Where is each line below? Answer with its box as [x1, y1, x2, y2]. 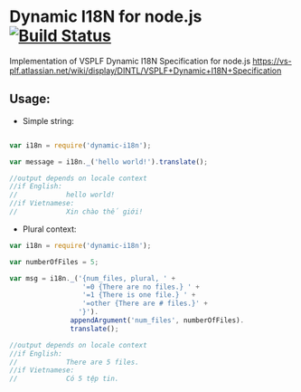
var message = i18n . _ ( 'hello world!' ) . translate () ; [9, 157, 208, 167]
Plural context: [22, 224, 77, 234]
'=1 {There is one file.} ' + [81, 291, 196, 300]
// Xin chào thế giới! [9, 207, 144, 216]
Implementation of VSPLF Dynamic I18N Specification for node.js [9, 55, 251, 66]
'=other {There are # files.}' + [81, 299, 208, 309]
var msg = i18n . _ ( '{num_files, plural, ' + [9, 273, 176, 282]
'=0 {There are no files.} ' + [81, 282, 201, 292]
